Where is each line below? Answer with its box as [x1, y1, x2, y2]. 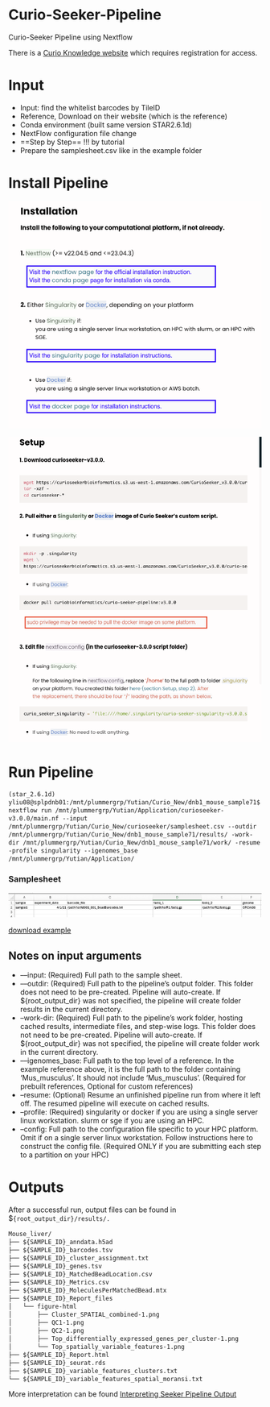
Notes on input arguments [8, 948, 142, 962]
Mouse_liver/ [8, 1230, 52, 1238]
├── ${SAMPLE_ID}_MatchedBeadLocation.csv [8, 1270, 153, 1278]
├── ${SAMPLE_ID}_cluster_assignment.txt [8, 1254, 149, 1262]
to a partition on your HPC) [19, 1150, 109, 1160]
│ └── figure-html [8, 1302, 78, 1310]
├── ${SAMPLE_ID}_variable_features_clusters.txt [8, 1367, 178, 1375]
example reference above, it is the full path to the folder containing [19, 1064, 241, 1073]
